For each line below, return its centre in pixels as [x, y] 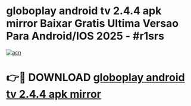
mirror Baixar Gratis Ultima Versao [93, 23]
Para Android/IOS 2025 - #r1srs [85, 36]
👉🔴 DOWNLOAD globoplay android [96, 78]
